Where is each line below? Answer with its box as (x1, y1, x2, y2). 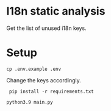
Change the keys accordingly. (6, 76, 81, 84)
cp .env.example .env (6, 66, 62, 72)
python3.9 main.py (6, 99, 53, 105)
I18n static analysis (6, 4, 106, 18)
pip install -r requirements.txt (9, 88, 95, 95)
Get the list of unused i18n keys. (6, 24, 87, 32)
